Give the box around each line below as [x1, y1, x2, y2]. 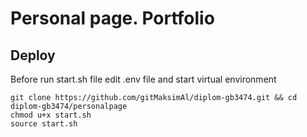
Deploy [10, 47, 56, 64]
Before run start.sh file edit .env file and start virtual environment [10, 73, 277, 85]
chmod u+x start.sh [10, 110, 92, 120]
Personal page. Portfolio [10, 7, 215, 30]
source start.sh [10, 119, 78, 129]
